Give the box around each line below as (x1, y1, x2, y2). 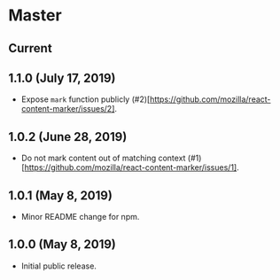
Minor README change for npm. (20, 212, 140, 222)
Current (8, 41, 52, 56)
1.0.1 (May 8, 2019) (8, 188, 113, 203)
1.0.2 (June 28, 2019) (8, 129, 128, 144)
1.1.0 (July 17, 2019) (8, 70, 116, 85)
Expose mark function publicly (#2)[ (20, 94, 151, 105)
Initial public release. (20, 261, 97, 271)
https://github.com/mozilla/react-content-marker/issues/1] (24, 162, 237, 173)
